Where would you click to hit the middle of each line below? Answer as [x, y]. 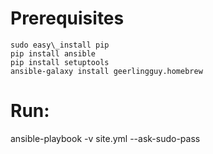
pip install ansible [53, 53]
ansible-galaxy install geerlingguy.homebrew [106, 71]
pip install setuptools [60, 62]
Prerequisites [67, 18]
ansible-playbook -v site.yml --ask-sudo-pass [105, 138]
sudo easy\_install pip [60, 45]
